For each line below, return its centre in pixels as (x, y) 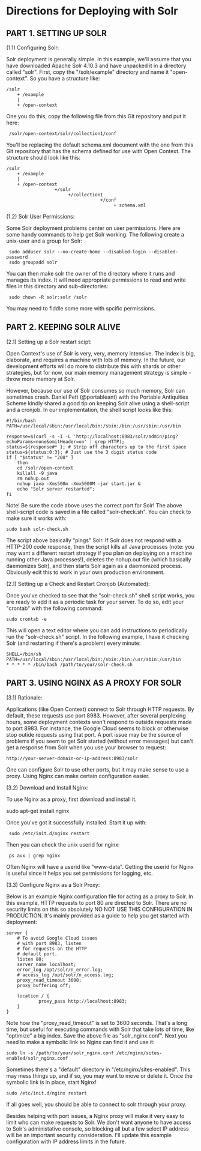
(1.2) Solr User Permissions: (40, 216)
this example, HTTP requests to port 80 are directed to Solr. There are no (97, 902)
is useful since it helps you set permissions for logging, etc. (79, 873)
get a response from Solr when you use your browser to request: (86, 747)
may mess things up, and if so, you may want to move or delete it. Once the (100, 1075)
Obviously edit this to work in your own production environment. (85, 572)
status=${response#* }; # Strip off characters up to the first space (96, 447)
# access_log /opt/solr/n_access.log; (65, 975)
